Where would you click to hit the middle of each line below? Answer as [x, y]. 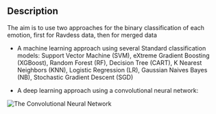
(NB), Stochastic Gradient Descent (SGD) [75, 77]
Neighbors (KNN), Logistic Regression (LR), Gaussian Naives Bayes [112, 70]
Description [33, 11]
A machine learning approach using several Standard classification [111, 48]
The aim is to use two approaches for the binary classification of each [106, 27]
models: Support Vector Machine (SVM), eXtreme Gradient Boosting [113, 55]
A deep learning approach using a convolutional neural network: [108, 90]
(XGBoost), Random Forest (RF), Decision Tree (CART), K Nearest [109, 62]
